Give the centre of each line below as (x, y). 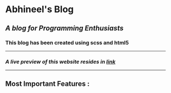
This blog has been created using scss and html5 (67, 43)
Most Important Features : (48, 84)
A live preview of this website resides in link (60, 61)
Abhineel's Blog (39, 9)
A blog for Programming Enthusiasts (64, 28)
